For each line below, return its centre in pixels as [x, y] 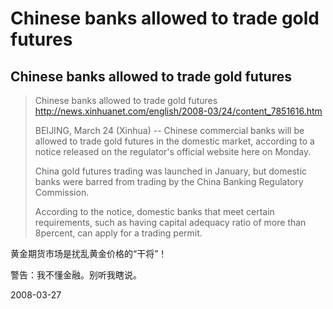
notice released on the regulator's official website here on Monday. [173, 151]
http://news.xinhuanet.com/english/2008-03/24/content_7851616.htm [178, 111]
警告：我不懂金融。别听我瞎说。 [76, 275]
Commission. [62, 192]
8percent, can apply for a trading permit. [118, 233]
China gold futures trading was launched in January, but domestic [171, 171]
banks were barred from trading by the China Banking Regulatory [169, 181]
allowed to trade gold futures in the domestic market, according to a [174, 141]
